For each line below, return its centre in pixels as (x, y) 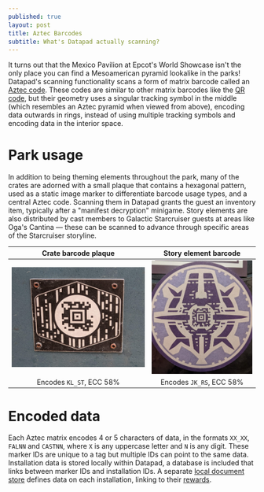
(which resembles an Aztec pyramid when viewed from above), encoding (126, 107)
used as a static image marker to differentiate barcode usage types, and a (128, 194)
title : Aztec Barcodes (45, 33)
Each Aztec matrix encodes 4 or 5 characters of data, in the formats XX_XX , (129, 438)
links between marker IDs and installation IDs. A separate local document (126, 472)
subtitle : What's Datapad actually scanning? (84, 42)
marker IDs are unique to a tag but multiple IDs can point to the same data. (128, 455)
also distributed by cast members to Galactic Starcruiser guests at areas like (132, 219)
